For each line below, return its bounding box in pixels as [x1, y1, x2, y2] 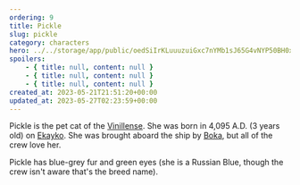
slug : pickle [9, 29, 58, 38]
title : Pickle [9, 21, 62, 30]
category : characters [9, 38, 90, 47]
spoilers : [9, 55, 46, 63]
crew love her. [9, 139, 62, 150]
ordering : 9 [9, 13, 54, 22]
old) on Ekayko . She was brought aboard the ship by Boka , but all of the [9, 130, 273, 141]
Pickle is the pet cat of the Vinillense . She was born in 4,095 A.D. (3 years [9, 121, 280, 131]
